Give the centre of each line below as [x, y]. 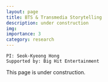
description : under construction [47, 23]
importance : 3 [24, 34]
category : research [30, 40]
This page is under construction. [46, 72]
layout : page [22, 12]
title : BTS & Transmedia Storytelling [54, 17]
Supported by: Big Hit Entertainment [53, 61]
